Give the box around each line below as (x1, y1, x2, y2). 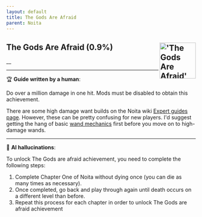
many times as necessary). (14, 180, 82, 187)
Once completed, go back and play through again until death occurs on (14, 186, 192, 194)
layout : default (6, 8, 47, 15)
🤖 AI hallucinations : (6, 144, 56, 151)
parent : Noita (6, 20, 42, 26)
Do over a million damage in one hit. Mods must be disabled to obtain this (6, 89, 188, 97)
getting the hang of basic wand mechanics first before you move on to (6, 120, 180, 128)
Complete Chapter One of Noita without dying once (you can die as (14, 173, 182, 180)
